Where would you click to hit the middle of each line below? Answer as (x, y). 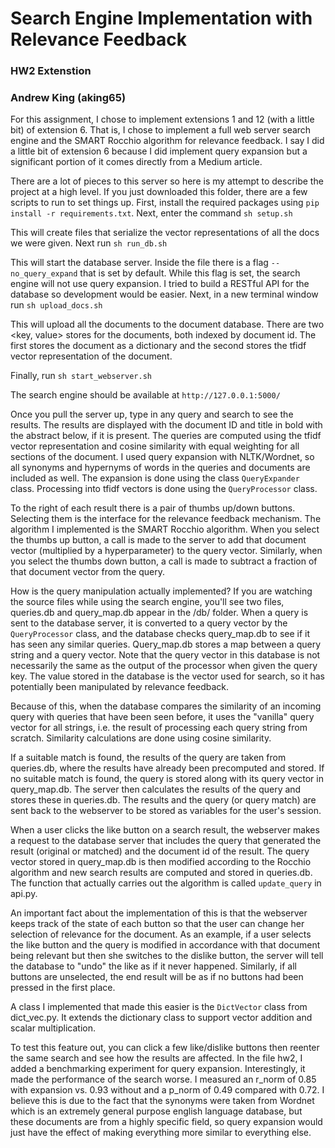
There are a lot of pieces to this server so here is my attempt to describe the (167, 181)
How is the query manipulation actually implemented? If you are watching (161, 591)
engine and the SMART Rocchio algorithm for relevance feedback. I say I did (167, 141)
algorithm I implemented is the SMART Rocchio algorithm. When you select (165, 529)
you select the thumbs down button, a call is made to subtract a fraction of (164, 561)
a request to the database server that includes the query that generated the (166, 841)
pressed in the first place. (63, 988)
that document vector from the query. (88, 572)
